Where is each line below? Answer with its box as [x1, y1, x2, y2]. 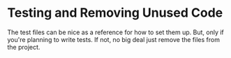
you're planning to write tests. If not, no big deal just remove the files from [7, 35, 220, 43]
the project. [7, 43, 40, 51]
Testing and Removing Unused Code [7, 5, 223, 21]
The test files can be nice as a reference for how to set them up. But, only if [7, 28, 225, 36]
